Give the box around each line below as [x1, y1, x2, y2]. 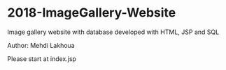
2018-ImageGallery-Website [7, 5, 176, 21]
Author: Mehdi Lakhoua [7, 41, 75, 49]
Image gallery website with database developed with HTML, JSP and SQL [7, 28, 220, 36]
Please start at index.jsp [7, 54, 77, 63]
